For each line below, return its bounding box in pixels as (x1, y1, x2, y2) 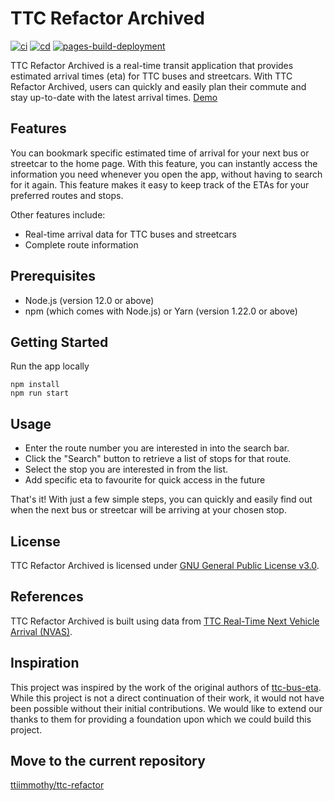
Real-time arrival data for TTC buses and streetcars (24, 228, 237, 240)
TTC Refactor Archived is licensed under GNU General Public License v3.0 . (10, 560, 320, 571)
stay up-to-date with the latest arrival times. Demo (10, 91, 218, 103)
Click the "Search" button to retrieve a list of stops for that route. (24, 453, 292, 465)
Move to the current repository (10, 753, 206, 770)
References (10, 588, 84, 606)
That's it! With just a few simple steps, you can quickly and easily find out (10, 493, 313, 506)
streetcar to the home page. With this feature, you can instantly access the (10, 157, 318, 169)
